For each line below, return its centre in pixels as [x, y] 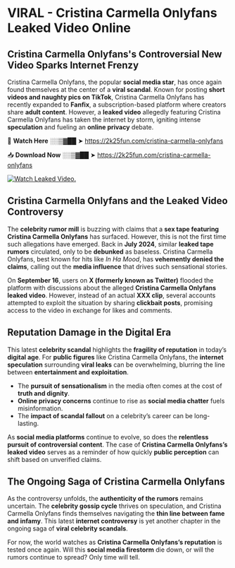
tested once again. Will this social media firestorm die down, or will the [111, 550]
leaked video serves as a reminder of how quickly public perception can [113, 452]
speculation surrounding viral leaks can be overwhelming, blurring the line [116, 365]
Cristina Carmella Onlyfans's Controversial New [115, 54]
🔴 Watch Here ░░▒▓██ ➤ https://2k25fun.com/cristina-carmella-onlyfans [115, 141]
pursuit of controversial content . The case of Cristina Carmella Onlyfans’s [118, 444]
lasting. [28, 423]
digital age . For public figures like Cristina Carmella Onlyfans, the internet [115, 357]
